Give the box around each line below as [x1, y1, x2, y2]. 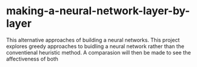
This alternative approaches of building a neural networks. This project [6, 36, 180, 43]
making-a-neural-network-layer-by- [6, 4, 190, 18]
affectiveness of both [6, 55, 58, 62]
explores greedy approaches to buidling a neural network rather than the [6, 43, 185, 50]
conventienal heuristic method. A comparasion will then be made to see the [6, 49, 192, 56]
